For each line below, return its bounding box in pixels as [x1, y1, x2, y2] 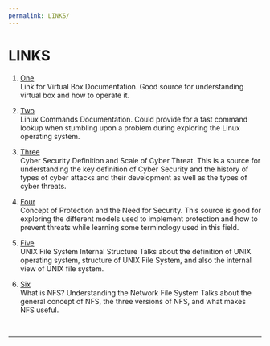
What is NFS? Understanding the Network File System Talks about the [19, 287, 252, 298]
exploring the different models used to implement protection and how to [19, 214, 259, 224]
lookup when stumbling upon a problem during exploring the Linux [19, 122, 241, 133]
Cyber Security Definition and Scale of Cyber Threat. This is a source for [19, 155, 261, 165]
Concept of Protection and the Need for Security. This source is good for [19, 205, 261, 215]
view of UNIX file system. [19, 263, 104, 274]
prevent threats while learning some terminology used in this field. [19, 222, 239, 232]
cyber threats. [19, 181, 67, 191]
